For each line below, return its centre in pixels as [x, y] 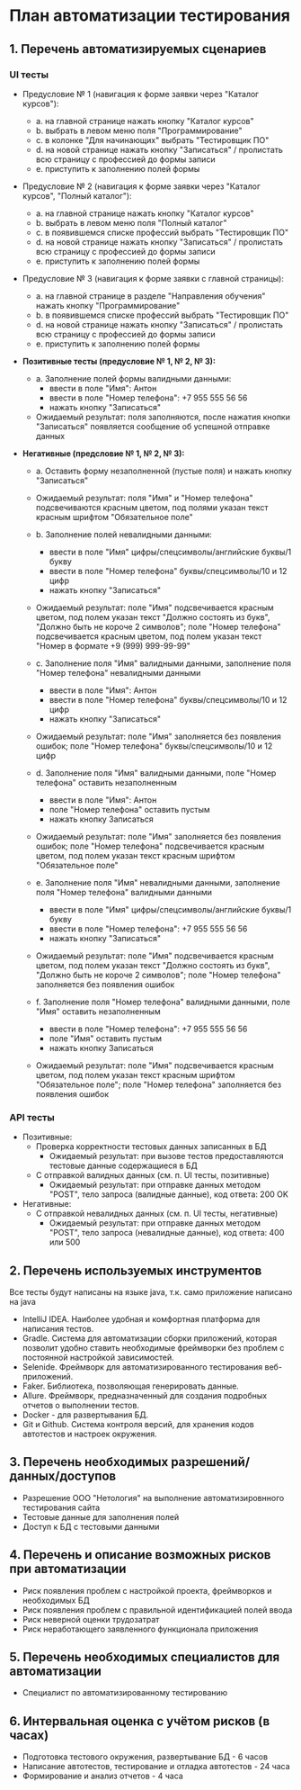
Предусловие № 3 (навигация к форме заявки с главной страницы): [153, 278]
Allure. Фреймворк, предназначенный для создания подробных [145, 1395]
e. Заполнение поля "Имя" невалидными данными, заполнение [158, 882]
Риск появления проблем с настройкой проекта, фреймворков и [147, 1590]
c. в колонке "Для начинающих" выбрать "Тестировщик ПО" [152, 139]
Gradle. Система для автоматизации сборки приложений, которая [150, 1338]
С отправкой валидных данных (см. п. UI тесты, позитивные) [152, 1175]
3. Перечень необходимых [89, 1462]
